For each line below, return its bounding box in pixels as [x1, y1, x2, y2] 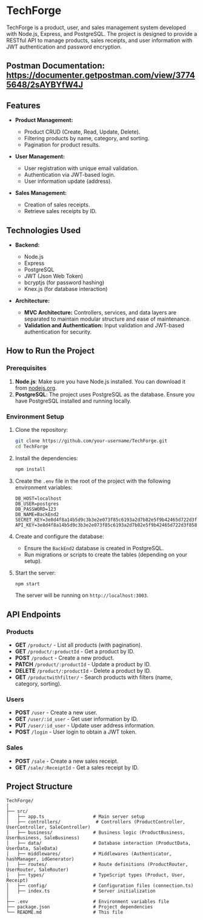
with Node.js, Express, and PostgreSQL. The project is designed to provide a [6, 30, 198, 37]
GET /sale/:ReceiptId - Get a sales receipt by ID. [15, 763, 139, 771]
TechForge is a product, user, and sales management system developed [6, 24, 187, 31]
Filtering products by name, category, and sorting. [24, 135, 150, 142]
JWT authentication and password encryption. [6, 43, 122, 50]
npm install [15, 466, 45, 472]
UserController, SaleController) [6, 824, 91, 830]
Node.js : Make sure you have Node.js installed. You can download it [15, 378, 186, 385]
